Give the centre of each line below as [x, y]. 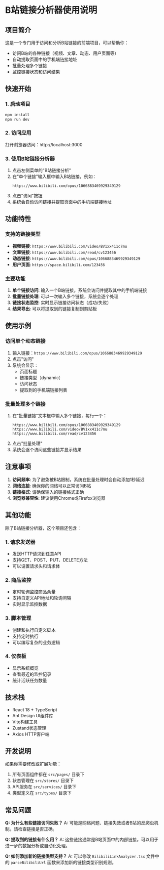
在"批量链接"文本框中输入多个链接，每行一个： [60, 415]
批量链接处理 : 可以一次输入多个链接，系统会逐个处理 [65, 297]
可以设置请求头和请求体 [36, 566]
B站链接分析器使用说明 [51, 10]
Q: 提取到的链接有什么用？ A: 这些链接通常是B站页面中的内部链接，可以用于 [82, 840]
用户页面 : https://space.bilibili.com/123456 [59, 264]
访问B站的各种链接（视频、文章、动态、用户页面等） [66, 53]
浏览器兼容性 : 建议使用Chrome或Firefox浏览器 [59, 498]
